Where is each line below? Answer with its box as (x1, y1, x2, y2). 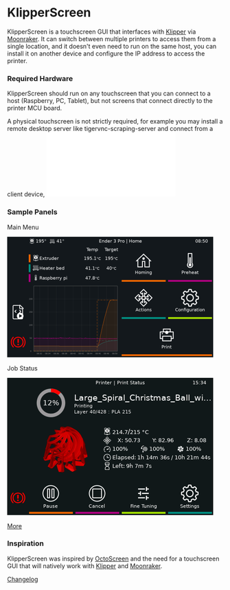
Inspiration (7, 539, 45, 548)
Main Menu (7, 223, 39, 231)
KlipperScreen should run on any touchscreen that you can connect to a (7, 89, 211, 97)
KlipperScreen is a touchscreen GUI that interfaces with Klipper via (7, 27, 196, 36)
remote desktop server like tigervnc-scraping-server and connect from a (7, 125, 214, 133)
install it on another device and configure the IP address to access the (7, 49, 205, 58)
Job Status (7, 364, 38, 372)
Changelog (7, 575, 38, 583)
